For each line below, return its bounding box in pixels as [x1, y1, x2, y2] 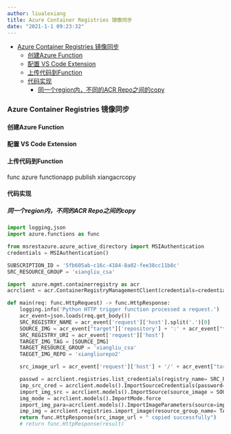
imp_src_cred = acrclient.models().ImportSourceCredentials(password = [19, 382, 226, 389]
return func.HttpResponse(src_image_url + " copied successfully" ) [19, 414, 217, 421]
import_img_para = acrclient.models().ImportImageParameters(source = [19, 401, 217, 409]
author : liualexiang [7, 10, 67, 17]
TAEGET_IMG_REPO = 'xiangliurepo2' [19, 351, 122, 358]
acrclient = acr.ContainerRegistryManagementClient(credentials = [7, 287, 198, 294]
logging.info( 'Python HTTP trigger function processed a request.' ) [19, 306, 220, 313]
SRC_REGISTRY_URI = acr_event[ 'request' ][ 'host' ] [19, 331, 165, 338]
